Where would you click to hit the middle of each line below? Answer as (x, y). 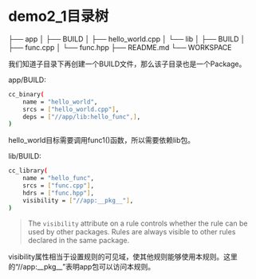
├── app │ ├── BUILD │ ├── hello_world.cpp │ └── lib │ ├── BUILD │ (127, 39)
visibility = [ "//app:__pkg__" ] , (78, 200)
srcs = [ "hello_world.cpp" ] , (71, 109)
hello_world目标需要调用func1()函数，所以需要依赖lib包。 (102, 140)
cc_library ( (28, 171)
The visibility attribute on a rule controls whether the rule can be (138, 223)
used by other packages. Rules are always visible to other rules (132, 231)
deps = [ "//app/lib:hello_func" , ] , (82, 116)
